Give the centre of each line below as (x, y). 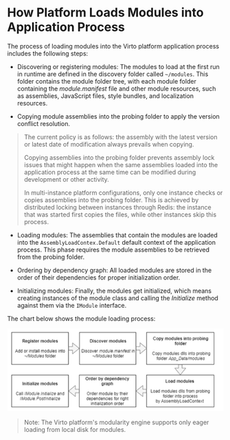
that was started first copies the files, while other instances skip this (120, 215)
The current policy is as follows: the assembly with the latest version (120, 137)
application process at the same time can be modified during (110, 172)
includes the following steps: (48, 53)
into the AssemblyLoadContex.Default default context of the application (116, 242)
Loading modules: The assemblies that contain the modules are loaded (117, 235)
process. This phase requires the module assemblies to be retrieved (113, 249)
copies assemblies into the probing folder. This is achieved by (111, 199)
